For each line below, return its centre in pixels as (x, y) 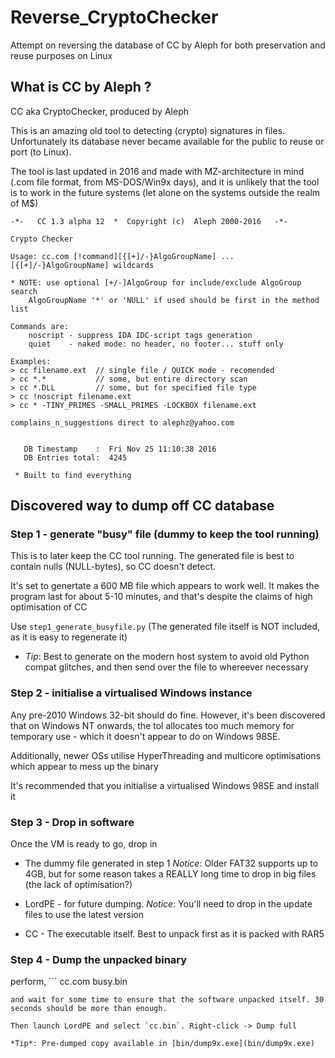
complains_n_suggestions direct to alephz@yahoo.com (122, 422)
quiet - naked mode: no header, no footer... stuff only (156, 344)
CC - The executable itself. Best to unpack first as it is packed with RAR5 (174, 934)
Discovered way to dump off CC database (142, 506)
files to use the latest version (84, 915)
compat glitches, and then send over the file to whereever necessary (166, 667)
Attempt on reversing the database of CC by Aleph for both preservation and (168, 45)
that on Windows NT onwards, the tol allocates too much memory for (152, 725)
